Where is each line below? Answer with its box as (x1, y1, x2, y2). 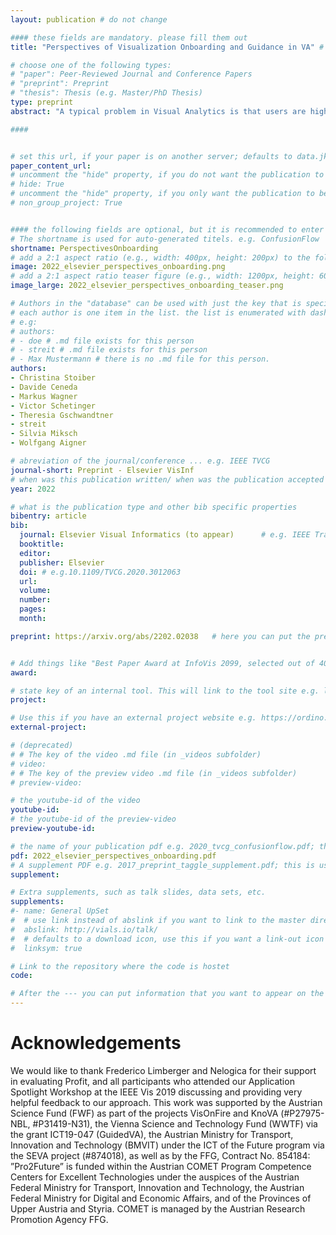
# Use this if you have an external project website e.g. (10, 713, 257, 723)
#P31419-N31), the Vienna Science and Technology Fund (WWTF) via (32, 1117, 318, 1130)
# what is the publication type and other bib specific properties (10, 502, 298, 512)
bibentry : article (10, 511, 87, 521)
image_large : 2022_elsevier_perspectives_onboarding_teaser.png (10, 281, 284, 291)
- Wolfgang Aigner (10, 438, 87, 448)
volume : (19, 586, 52, 596)
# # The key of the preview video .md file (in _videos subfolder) (10, 768, 298, 778)
